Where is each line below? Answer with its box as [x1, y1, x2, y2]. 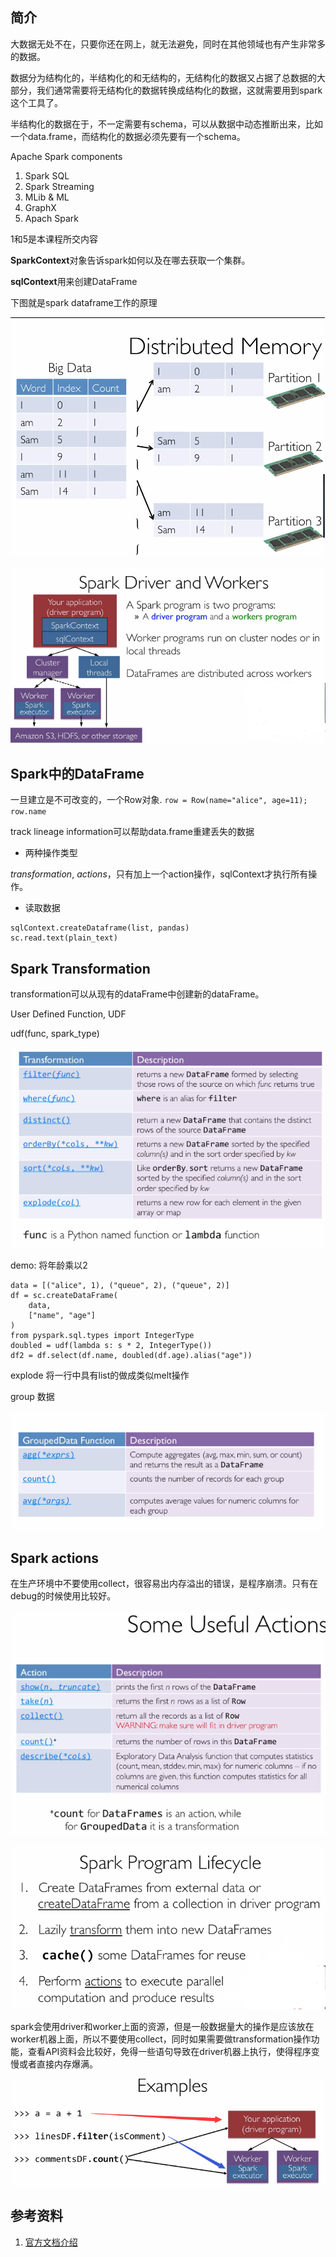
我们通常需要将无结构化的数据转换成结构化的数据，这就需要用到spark [36, 84, 323, 96]
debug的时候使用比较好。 [10, 1589, 117, 1602]
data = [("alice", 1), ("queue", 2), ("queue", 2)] [10, 1281, 230, 1291]
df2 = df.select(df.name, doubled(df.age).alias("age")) [10, 1351, 253, 1361]
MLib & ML [24, 191, 70, 203]
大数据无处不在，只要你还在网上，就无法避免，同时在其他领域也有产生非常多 [10, 38, 326, 50]
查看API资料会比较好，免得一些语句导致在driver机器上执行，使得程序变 [27, 2045, 320, 2057]
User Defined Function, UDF [10, 1008, 127, 1020]
